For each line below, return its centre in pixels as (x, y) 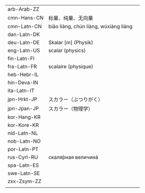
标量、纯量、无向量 (71, 18)
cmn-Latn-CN (25, 26)
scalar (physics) (67, 50)
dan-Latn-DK (24, 34)
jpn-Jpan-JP (23, 108)
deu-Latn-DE (24, 42)
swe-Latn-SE (24, 173)
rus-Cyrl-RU (23, 157)
